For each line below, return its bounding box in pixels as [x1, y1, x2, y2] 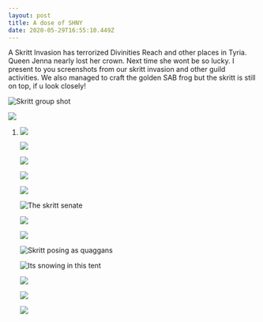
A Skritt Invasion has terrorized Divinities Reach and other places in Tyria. [8, 48, 247, 58]
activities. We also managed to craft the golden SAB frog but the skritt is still [8, 73, 256, 83]
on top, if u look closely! [8, 81, 87, 91]
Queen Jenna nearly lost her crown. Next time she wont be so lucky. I [8, 56, 235, 66]
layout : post [8, 11, 51, 20]
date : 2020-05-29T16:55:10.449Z [8, 26, 115, 34]
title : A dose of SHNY [8, 19, 83, 27]
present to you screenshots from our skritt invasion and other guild [8, 65, 226, 74]
